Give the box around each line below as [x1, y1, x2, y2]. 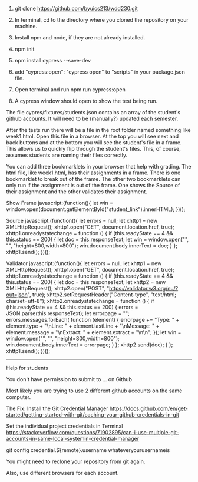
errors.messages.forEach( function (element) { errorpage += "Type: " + [6, 316, 180, 323]
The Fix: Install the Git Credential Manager [6, 405, 108, 412]
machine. [14, 23, 38, 29]
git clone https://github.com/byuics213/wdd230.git [14, 5, 138, 12]
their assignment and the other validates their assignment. [6, 188, 147, 195]
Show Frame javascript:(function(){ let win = [6, 200, 114, 206]
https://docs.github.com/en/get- [109, 405, 189, 412]
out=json [6, 291, 28, 298]
